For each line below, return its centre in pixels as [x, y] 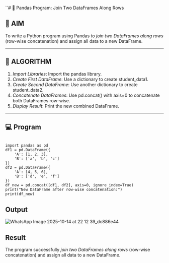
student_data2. [28, 90]
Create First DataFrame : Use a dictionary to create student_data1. [80, 79]
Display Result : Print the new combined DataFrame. [66, 106]
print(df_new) [20, 194]
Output [16, 209]
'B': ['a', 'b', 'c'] [37, 159]
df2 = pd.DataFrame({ [28, 168]
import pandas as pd [27, 146]
